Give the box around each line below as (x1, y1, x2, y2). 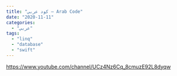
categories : (6, 19, 35, 25)
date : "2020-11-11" (6, 14, 54, 20)
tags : (6, 31, 19, 37)
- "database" (11, 42, 44, 48)
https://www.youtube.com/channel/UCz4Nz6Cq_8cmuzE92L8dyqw (6, 63, 171, 70)
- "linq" (11, 36, 33, 42)
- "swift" (11, 47, 35, 53)
